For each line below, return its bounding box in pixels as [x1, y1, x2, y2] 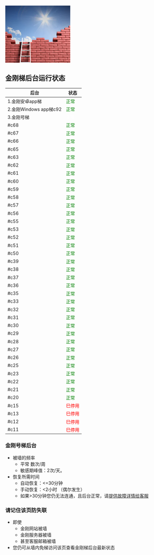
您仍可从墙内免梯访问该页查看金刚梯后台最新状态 [12, 544, 115, 550]
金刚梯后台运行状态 [5, 74, 65, 83]
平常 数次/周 [20, 461, 46, 467]
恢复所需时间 [12, 473, 40, 480]
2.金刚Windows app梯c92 [7, 106, 62, 112]
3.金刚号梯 [7, 114, 29, 120]
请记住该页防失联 [5, 506, 47, 513]
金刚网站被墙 [20, 525, 47, 531]
